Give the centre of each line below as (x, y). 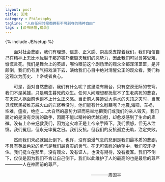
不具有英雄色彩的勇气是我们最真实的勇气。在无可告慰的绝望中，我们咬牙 (78, 146)
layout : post (18, 10)
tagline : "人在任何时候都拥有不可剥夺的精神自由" (50, 23)
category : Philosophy (28, 19)
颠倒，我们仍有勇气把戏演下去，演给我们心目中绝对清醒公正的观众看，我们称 (82, 70)
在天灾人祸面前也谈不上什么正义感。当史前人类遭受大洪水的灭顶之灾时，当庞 (82, 99)
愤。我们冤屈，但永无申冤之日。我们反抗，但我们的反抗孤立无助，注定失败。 (82, 130)
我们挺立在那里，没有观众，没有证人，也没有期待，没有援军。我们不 (82, 152)
